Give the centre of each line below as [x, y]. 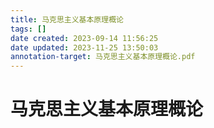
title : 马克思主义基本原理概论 [67, 19]
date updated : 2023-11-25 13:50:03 [84, 47]
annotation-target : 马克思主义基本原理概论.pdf [103, 57]
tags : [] [28, 29]
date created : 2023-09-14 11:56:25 [84, 38]
